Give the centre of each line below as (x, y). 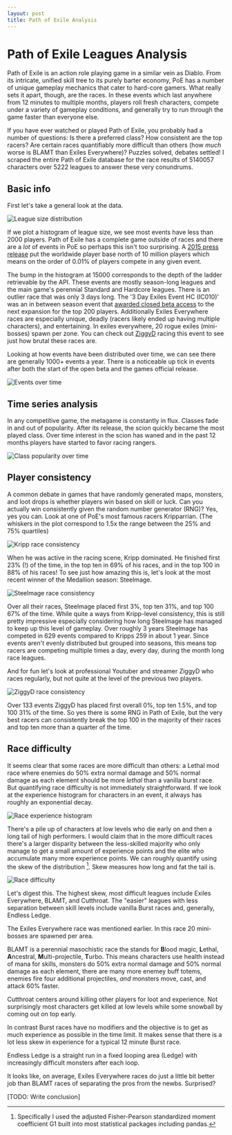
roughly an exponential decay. (50, 802)
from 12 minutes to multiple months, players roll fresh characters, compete (113, 102)
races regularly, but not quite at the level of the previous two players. (105, 678)
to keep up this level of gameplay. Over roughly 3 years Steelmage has (108, 628)
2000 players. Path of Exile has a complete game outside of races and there (115, 239)
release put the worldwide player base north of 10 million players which (108, 254)
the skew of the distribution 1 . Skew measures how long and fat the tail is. (112, 866)
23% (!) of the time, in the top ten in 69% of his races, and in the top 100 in (113, 565)
